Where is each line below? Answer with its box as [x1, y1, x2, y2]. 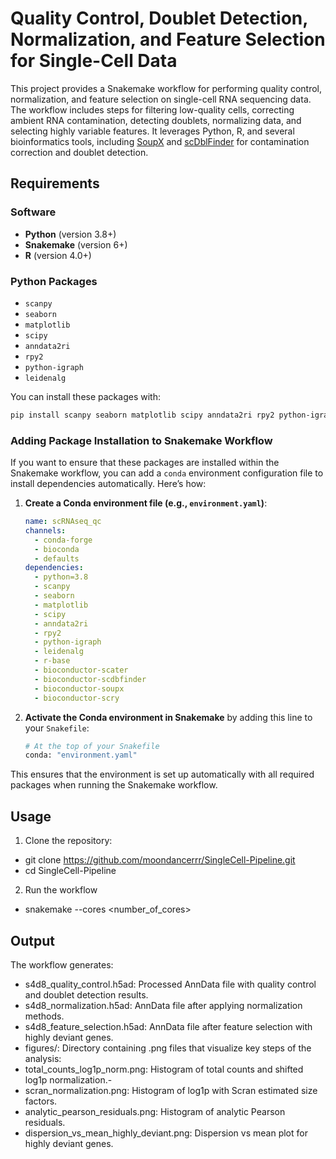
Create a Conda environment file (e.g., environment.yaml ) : [24, 497, 268, 509]
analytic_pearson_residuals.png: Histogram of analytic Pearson [24, 1105, 286, 1117]
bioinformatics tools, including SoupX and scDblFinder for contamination [10, 135, 310, 147]
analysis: [24, 1052, 62, 1064]
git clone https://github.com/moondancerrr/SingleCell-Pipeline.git [24, 854, 296, 866]
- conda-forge [34, 535, 93, 545]
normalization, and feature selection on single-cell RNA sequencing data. [10, 93, 312, 105]
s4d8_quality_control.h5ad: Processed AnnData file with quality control [24, 978, 317, 990]
